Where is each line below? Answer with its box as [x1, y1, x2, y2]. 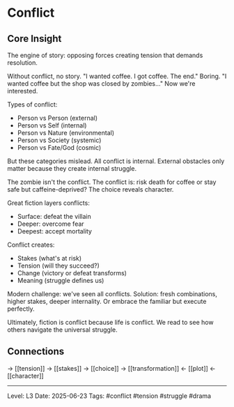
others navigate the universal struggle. [7, 325, 118, 334]
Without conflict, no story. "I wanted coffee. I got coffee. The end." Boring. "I [7, 72, 227, 80]
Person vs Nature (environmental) [17, 129, 115, 137]
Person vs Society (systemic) [17, 136, 102, 144]
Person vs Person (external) [17, 114, 98, 122]
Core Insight [7, 33, 62, 45]
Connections [7, 346, 65, 358]
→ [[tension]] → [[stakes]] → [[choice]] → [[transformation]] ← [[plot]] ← [7, 364, 216, 372]
